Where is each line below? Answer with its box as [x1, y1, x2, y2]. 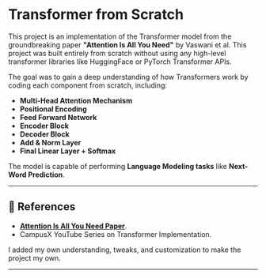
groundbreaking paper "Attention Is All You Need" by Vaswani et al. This [8, 39, 247, 49]
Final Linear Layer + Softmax [19, 146, 116, 156]
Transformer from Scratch [8, 6, 184, 24]
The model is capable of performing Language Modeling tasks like [8, 161, 227, 171]
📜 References [8, 200, 76, 214]
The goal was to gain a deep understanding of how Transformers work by [8, 72, 249, 81]
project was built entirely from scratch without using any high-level [8, 48, 226, 58]
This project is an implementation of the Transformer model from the [8, 32, 232, 41]
